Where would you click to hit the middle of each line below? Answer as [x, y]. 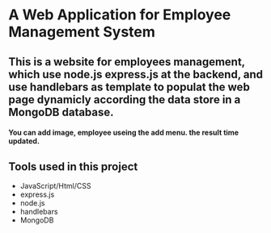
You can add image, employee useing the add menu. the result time [124, 133]
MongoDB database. [61, 112]
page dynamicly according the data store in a [125, 100]
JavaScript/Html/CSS [55, 185]
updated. [24, 141]
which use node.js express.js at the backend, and [136, 74]
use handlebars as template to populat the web [129, 87]
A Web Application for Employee [120, 15]
